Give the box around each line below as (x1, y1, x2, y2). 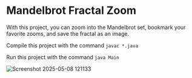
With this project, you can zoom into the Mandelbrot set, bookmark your (6, 24, 186, 31)
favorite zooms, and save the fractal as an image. (6, 30, 129, 37)
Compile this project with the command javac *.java (6, 42, 139, 49)
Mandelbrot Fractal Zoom (6, 4, 137, 18)
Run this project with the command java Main (6, 53, 119, 60)
